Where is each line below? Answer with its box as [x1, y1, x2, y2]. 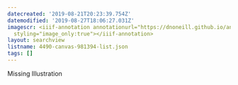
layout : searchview [7, 37, 65, 44]
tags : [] [7, 50, 33, 57]
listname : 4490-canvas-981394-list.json [7, 43, 129, 50]
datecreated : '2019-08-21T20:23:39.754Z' [7, 10, 132, 18]
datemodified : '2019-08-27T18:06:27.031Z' [7, 17, 135, 24]
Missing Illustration [7, 69, 62, 78]
